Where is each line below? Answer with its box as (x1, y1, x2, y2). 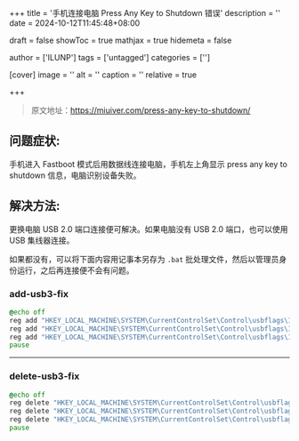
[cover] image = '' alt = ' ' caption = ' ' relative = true (9, 69, 198, 80)
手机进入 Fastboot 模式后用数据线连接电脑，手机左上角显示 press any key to (9, 158, 287, 169)
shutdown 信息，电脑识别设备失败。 (9, 170, 141, 180)
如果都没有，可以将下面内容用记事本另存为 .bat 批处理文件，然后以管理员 (9, 253, 279, 264)
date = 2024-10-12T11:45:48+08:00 (9, 18, 141, 28)
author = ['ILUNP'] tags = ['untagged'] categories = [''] (9, 52, 211, 62)
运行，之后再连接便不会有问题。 (16, 265, 134, 276)
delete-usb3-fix (9, 370, 80, 382)
